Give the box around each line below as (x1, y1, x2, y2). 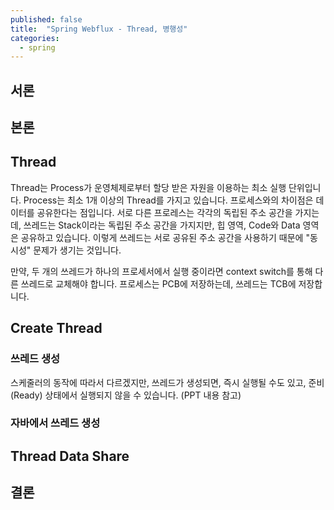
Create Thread (10, 320, 103, 337)
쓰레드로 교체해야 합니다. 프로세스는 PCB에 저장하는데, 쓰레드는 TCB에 (20, 277, 297, 290)
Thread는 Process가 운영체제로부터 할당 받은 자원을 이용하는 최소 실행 (10, 181, 287, 193)
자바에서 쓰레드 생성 (10, 416, 101, 430)
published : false (10, 14, 83, 25)
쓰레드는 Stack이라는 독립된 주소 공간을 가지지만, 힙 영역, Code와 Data (23, 219, 301, 231)
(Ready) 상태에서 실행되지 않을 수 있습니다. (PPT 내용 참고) (10, 389, 242, 401)
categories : (10, 33, 60, 43)
